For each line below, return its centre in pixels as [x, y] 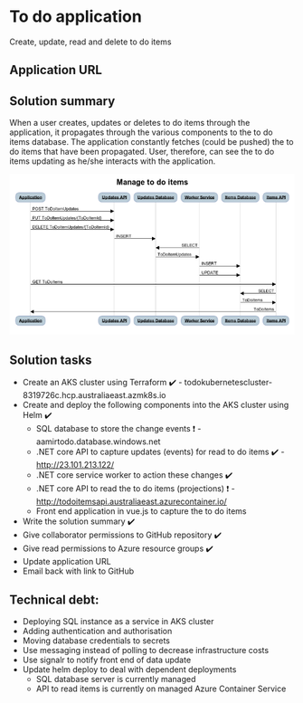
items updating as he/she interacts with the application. [113, 161]
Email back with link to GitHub [78, 571]
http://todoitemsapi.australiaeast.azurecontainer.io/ [132, 502]
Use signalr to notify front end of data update [107, 660]
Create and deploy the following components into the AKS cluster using [156, 405]
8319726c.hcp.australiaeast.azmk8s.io [94, 395]
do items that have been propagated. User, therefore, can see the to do [142, 152]
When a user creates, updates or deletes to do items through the [130, 123]
